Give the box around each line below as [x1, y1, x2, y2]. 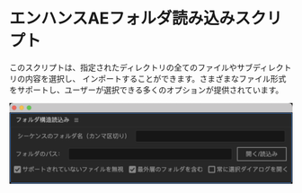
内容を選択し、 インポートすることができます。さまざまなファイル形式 [24, 73, 287, 83]
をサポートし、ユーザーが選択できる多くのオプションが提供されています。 [9, 84, 284, 95]
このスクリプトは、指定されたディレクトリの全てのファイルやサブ [9, 62, 253, 73]
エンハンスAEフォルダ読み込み [9, 8, 235, 29]
